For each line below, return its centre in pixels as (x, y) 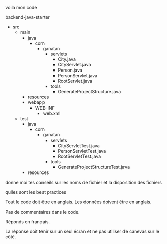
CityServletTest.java (79, 146)
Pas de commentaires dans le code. (43, 212)
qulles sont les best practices (36, 192)
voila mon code (21, 7)
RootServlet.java (75, 81)
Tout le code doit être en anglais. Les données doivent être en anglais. (78, 202)
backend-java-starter (27, 17)
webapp (36, 102)
